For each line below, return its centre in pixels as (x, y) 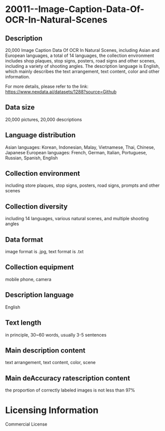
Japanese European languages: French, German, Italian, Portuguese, (76, 152)
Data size (20, 108)
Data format (24, 239)
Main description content (45, 350)
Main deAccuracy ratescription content (68, 378)
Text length (23, 323)
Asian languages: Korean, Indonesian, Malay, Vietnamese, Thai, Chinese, (80, 147)
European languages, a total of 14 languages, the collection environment (79, 55)
